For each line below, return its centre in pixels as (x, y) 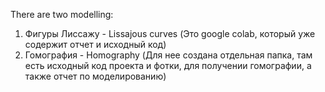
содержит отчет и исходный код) (95, 44)
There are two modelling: (62, 14)
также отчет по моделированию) (95, 76)
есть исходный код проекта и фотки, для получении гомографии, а (168, 65)
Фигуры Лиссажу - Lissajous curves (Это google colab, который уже (170, 33)
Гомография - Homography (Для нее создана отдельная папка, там (168, 55)
